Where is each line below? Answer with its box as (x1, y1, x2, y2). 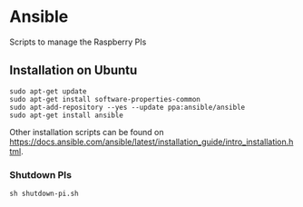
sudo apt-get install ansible (9, 111, 124, 120)
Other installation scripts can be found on (9, 126, 165, 137)
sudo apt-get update (9, 86, 88, 96)
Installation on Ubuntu (9, 63, 138, 78)
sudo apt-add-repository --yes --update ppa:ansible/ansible (9, 103, 246, 112)
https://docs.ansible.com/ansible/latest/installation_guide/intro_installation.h (9, 136, 294, 147)
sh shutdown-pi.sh (9, 189, 79, 199)
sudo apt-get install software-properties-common (9, 94, 201, 103)
